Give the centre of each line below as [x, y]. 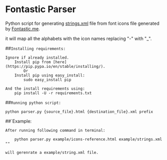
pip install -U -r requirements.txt [53, 93]
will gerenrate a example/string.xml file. [52, 152]
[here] [60, 62]
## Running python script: [33, 102]
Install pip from [33, 62]
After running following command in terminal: [55, 130]
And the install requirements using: [45, 89]
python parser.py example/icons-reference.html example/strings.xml [88, 139]
